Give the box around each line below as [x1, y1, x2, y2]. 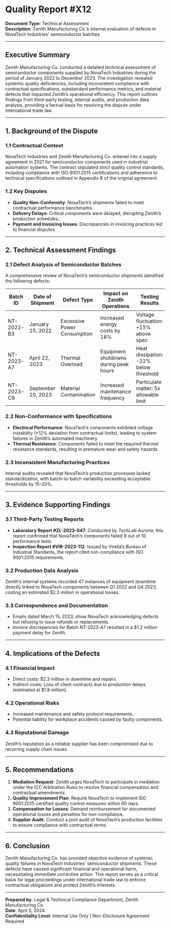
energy [100, 321, 117, 328]
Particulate [136, 378, 162, 386]
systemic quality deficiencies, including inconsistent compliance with [5, 80, 149, 86]
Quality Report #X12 [5, 4, 92, 15]
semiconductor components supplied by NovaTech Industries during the [5, 70, 156, 76]
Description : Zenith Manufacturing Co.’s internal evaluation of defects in [5, 25, 156, 31]
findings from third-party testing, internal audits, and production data [5, 97, 149, 103]
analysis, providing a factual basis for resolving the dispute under [5, 102, 142, 108]
